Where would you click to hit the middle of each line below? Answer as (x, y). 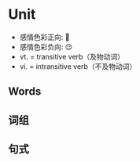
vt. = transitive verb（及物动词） (72, 56)
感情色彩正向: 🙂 (44, 37)
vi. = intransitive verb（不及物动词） (78, 66)
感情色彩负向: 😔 (46, 47)
